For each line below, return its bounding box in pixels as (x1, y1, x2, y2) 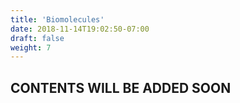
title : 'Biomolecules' (10, 14, 105, 25)
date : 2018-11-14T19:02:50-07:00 (10, 24, 150, 34)
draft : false (10, 33, 65, 43)
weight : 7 (10, 42, 52, 53)
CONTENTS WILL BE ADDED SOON (10, 79, 232, 96)
